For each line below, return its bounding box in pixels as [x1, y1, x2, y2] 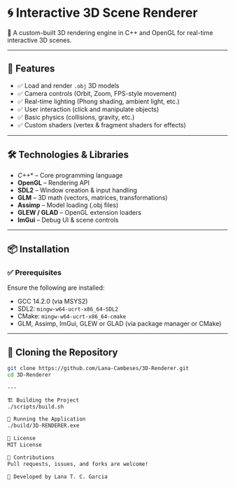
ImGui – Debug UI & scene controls [17, 216, 119, 224]
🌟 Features [7, 63, 55, 75]
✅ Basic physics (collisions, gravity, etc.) [17, 113, 135, 121]
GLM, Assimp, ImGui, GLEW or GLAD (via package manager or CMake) [17, 320, 222, 328]
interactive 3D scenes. [7, 36, 72, 44]
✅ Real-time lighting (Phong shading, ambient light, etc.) [17, 97, 180, 106]
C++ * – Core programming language [17, 171, 123, 179]
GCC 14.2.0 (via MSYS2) [17, 297, 88, 306]
